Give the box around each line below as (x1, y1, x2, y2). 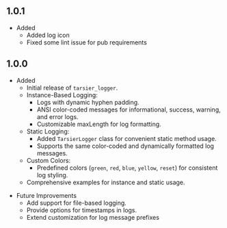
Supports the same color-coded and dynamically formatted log (36, 142, 215, 150)
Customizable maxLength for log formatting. (36, 120, 161, 128)
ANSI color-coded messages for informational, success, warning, (36, 105, 222, 114)
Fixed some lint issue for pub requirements (26, 38, 148, 47)
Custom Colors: (26, 156, 71, 164)
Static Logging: (26, 127, 70, 136)
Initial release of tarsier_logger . (26, 84, 118, 92)
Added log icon (26, 31, 70, 39)
